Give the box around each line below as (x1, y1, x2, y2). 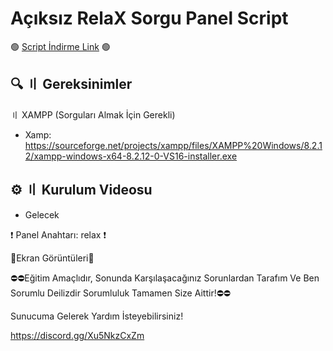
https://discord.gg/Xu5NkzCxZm (10, 329, 145, 341)
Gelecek (24, 208, 60, 221)
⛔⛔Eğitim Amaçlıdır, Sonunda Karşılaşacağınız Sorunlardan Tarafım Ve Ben (10, 272, 320, 284)
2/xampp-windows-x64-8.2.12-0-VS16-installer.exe (24, 150, 238, 162)
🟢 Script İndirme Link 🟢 (10, 40, 111, 52)
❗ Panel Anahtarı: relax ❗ (10, 228, 107, 241)
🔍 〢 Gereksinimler (10, 76, 133, 93)
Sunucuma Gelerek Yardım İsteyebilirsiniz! (10, 310, 184, 322)
